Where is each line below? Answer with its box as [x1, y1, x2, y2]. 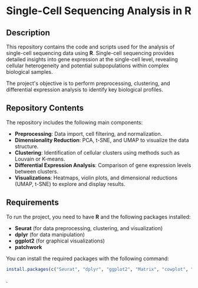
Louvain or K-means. [14, 155, 65, 162]
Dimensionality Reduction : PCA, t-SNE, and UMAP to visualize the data [14, 136, 190, 143]
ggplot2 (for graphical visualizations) [14, 237, 105, 244]
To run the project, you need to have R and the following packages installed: [6, 213, 191, 220]
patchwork [14, 243, 42, 250]
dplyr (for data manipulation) [14, 231, 85, 238]
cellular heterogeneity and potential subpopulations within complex [6, 62, 169, 69]
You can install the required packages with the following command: [6, 255, 169, 262]
